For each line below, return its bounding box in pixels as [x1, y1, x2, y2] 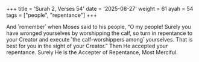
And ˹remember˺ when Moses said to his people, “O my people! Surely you [6, 23, 191, 30]
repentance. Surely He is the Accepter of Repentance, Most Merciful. [6, 49, 178, 56]
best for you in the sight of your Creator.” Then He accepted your [6, 42, 168, 49]
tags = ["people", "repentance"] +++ [6, 11, 98, 19]
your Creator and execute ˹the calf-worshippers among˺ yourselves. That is [6, 36, 193, 43]
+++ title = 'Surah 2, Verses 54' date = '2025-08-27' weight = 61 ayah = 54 [6, 5, 194, 12]
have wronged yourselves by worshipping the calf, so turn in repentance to [6, 29, 193, 37]
